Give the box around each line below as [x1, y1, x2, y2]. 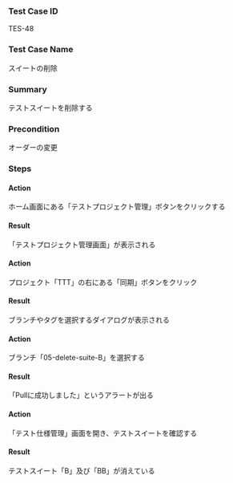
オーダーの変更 [8, 143, 58, 152]
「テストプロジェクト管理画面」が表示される [8, 239, 156, 250]
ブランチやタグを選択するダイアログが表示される [8, 315, 170, 324]
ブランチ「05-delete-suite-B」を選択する [8, 353, 146, 363]
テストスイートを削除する [8, 103, 93, 112]
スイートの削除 [8, 63, 58, 73]
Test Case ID [8, 6, 58, 17]
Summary [8, 83, 48, 95]
